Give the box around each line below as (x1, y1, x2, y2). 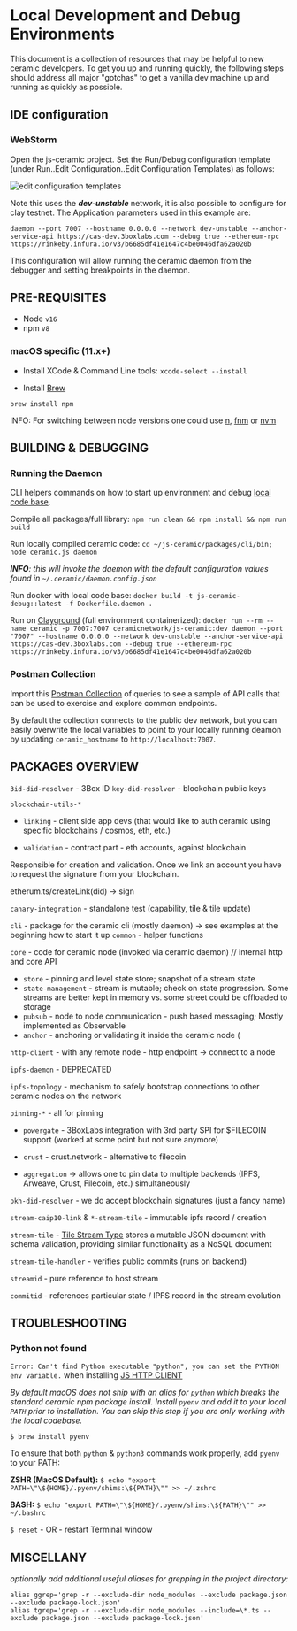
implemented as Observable (22, 1019, 126, 1031)
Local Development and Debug (10, 5, 241, 26)
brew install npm (10, 399, 74, 408)
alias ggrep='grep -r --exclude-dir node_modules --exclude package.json (10, 1590, 288, 1600)
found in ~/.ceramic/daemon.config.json (10, 573, 157, 584)
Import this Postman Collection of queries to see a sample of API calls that (10, 688, 281, 699)
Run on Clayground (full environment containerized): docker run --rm (10, 615, 263, 626)
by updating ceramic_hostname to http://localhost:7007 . (10, 734, 216, 744)
